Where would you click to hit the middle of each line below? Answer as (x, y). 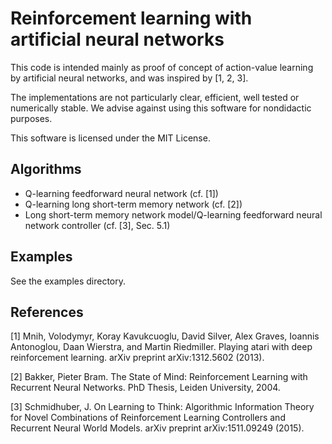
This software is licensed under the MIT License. (110, 138)
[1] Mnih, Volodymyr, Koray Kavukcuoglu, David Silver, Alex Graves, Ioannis (165, 336)
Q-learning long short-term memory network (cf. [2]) (133, 204)
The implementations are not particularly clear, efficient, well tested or (155, 97)
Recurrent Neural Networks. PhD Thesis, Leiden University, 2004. (145, 388)
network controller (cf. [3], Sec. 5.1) (97, 225)
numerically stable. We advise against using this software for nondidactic (161, 108)
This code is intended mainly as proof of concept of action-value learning (162, 67)
